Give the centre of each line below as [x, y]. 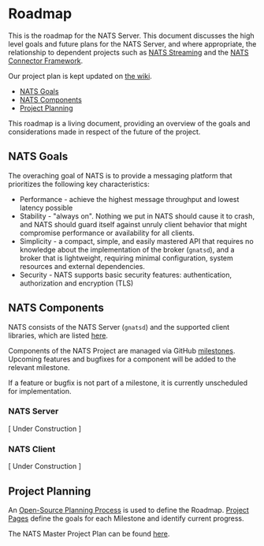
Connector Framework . [46, 61]
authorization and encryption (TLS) [76, 283]
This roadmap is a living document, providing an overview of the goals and [129, 123]
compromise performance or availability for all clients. [107, 233]
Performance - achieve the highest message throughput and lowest [129, 199]
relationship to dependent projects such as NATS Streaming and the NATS [128, 52]
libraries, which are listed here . [58, 335]
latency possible [46, 208]
